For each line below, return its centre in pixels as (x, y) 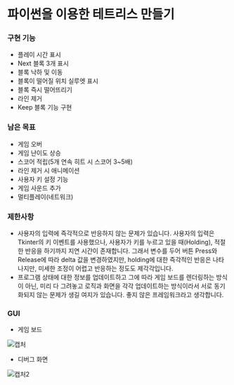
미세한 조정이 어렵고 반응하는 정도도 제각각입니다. (106, 268)
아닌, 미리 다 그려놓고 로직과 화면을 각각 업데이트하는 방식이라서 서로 (119, 286)
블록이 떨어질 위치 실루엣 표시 (58, 81)
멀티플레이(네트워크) (45, 197)
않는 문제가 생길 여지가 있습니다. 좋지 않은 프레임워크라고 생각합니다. (130, 295)
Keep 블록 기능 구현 (45, 107)
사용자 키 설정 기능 (43, 179)
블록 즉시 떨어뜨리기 (45, 90)
